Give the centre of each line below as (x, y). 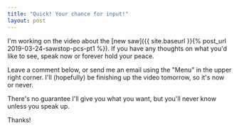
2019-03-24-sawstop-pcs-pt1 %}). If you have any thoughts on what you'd (117, 48)
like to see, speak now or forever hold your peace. (81, 56)
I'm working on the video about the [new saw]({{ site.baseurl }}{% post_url (117, 40)
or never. (20, 85)
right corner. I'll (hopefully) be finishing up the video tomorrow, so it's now (116, 77)
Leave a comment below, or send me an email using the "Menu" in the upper (119, 70)
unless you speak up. (38, 106)
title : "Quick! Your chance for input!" (68, 14)
